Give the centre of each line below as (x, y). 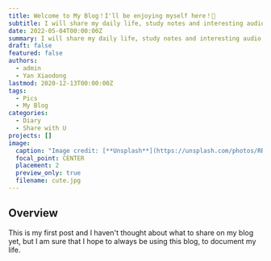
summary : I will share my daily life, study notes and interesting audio (135, 38)
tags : (17, 91)
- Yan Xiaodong (41, 76)
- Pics (27, 98)
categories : (28, 114)
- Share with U (41, 128)
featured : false (35, 53)
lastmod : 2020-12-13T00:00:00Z (61, 83)
